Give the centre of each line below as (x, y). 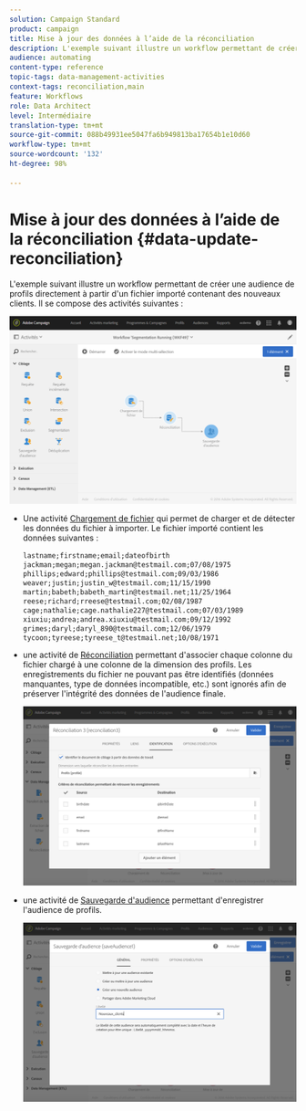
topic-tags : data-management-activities (87, 78)
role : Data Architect (51, 106)
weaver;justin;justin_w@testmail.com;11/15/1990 (117, 583)
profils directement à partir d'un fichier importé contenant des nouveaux (145, 293)
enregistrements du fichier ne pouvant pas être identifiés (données (148, 674)
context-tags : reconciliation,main (77, 87)
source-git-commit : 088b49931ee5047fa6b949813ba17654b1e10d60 (130, 135)
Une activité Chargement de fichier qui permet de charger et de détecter (159, 518)
